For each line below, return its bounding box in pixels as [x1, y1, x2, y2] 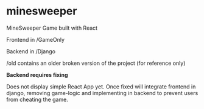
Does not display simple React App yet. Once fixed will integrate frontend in [6, 83, 196, 90]
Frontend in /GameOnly [6, 36, 65, 43]
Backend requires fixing [6, 71, 68, 78]
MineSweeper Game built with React [6, 24, 98, 31]
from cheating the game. [6, 96, 68, 103]
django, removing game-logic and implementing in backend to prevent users [6, 89, 199, 96]
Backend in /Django [6, 47, 56, 55]
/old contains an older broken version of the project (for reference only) [6, 59, 186, 67]
